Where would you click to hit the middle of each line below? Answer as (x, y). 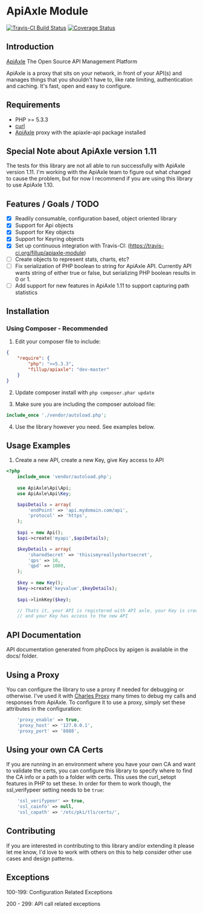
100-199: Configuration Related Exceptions (60, 892)
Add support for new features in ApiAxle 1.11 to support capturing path (102, 286)
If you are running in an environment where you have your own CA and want (101, 764)
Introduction (30, 47)
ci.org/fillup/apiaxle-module (50, 252)
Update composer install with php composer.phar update (85, 392)
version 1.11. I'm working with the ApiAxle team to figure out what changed (98, 172)
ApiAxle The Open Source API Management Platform (72, 61)
